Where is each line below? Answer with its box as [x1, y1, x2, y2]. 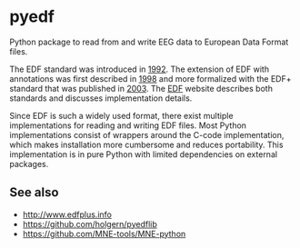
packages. [9, 158, 49, 169]
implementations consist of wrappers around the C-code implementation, [9, 129, 285, 140]
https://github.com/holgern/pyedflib [22, 218, 157, 229]
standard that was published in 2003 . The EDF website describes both [9, 83, 273, 94]
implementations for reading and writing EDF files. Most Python [9, 120, 247, 131]
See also [9, 184, 59, 201]
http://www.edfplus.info [22, 209, 112, 220]
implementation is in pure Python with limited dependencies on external [9, 148, 278, 160]
